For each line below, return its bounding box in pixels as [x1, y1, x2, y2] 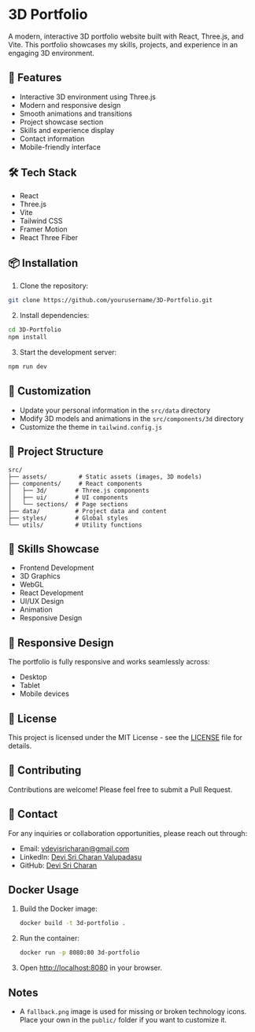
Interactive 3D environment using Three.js [19, 92, 156, 102]
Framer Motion [19, 224, 68, 234]
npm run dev [8, 363, 47, 371]
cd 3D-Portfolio [8, 326, 61, 334]
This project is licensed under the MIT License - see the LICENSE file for [8, 732, 242, 742]
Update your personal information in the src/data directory [19, 405, 211, 415]
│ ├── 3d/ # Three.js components [8, 486, 150, 494]
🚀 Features [8, 71, 62, 84]
